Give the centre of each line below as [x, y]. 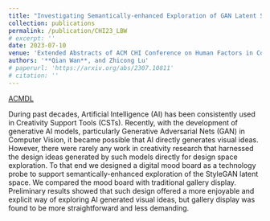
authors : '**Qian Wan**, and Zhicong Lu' [79, 61]
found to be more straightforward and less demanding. [99, 208]
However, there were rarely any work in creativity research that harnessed [131, 148]
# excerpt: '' [32, 38]
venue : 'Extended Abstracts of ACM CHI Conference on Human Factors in [131, 53]
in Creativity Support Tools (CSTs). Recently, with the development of [123, 122]
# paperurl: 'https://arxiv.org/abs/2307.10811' [91, 68]
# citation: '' [34, 76]
